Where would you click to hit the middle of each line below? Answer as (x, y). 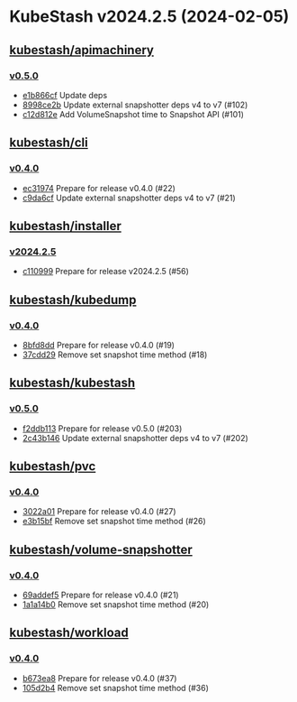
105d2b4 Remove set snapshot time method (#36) (116, 688)
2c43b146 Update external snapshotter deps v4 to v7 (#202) (135, 438)
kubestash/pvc (53, 466)
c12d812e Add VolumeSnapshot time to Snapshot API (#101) (133, 114)
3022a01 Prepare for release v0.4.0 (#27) (99, 512)
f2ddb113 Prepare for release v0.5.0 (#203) (102, 428)
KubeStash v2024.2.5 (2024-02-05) (149, 17)
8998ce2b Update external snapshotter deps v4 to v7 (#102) (135, 105)
